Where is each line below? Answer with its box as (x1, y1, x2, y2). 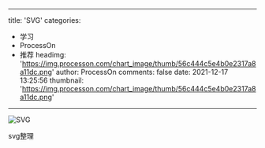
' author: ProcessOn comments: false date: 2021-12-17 (51, 68, 229, 76)
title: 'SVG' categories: (8, 16, 81, 24)
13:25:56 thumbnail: (19, 76, 84, 85)
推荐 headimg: (19, 50, 67, 59)
